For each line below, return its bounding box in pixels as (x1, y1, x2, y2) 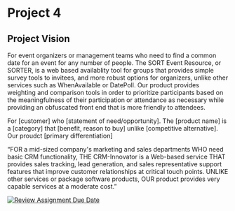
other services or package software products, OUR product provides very (7, 175, 220, 183)
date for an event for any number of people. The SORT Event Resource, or (7, 59, 222, 67)
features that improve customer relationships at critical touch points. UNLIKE (7, 168, 229, 175)
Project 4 (7, 5, 62, 21)
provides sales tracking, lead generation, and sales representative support (7, 160, 222, 168)
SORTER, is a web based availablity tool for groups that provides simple (7, 66, 214, 74)
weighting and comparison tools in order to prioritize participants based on (7, 89, 224, 96)
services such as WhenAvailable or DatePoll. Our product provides (7, 81, 200, 89)
